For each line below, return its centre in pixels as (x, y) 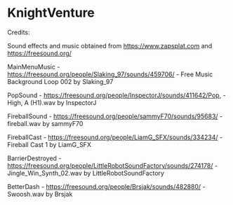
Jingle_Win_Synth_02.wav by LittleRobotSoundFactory (86, 173)
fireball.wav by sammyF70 (45, 123)
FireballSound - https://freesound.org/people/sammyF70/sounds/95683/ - (115, 116)
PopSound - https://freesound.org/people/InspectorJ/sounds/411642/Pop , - (116, 95)
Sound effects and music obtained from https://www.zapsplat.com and (110, 45)
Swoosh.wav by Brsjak (40, 194)
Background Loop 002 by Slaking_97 (60, 81)
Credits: (19, 32)
